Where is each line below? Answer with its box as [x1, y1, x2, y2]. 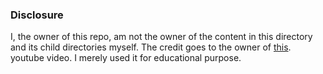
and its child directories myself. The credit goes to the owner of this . [10, 41, 292, 53]
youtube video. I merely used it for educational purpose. [10, 52, 242, 64]
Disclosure [10, 8, 64, 22]
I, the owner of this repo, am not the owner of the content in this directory [10, 31, 313, 43]
